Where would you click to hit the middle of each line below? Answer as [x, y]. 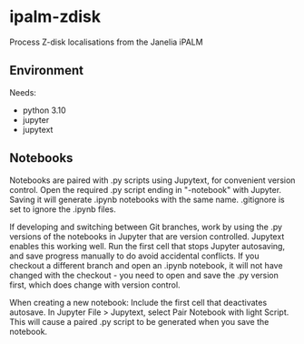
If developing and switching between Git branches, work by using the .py [146, 227]
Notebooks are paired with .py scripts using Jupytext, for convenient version [152, 180]
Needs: [23, 92]
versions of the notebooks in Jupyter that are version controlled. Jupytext [147, 236]
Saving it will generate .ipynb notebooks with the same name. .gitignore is [147, 199]
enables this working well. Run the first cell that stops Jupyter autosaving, [147, 246]
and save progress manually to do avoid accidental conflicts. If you [134, 256]
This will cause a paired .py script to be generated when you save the [139, 321]
